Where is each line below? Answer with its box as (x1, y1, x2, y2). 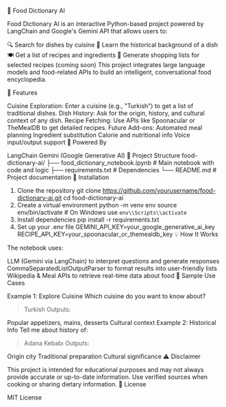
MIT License (7, 393, 42, 402)
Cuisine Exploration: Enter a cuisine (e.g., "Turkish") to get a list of (7, 102, 194, 109)
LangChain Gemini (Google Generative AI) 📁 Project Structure (7, 151, 180, 159)
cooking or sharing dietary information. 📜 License (7, 380, 147, 388)
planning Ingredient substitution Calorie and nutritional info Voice (7, 131, 190, 139)
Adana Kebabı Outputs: (23, 339, 90, 347)
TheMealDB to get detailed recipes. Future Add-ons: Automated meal (7, 124, 203, 131)
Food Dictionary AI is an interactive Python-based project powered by (7, 20, 204, 27)
